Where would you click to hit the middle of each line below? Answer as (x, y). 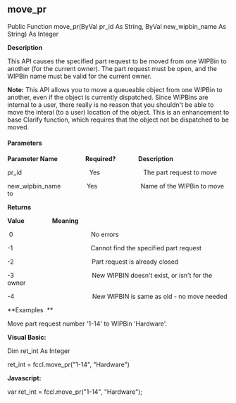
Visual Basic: (27, 338)
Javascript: (24, 378)
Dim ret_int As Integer (39, 351)
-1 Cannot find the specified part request (105, 248)
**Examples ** (30, 310)
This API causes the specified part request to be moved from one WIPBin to (117, 61)
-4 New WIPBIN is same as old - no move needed (117, 297)
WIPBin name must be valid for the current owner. (80, 76)
